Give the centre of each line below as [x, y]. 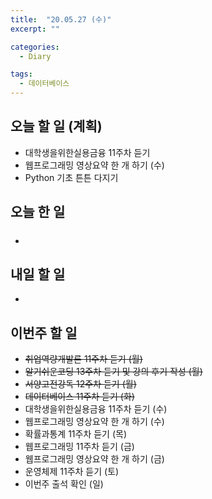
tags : [21, 74]
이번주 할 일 [44, 332]
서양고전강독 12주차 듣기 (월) [80, 384]
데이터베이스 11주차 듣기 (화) [79, 397]
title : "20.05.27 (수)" [61, 19]
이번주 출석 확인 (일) [64, 484]
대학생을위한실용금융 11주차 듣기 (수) [96, 409]
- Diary [35, 56]
